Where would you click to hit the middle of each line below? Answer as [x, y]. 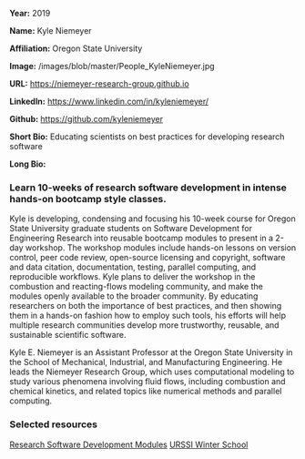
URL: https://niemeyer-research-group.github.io [99, 84]
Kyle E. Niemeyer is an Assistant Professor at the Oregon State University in [151, 352]
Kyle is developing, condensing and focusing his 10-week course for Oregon [152, 219]
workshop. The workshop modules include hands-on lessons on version [161, 248]
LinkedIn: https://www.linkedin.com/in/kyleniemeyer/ [109, 101]
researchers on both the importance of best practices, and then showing [146, 306]
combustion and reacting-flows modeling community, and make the [137, 287]
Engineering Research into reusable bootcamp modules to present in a [142, 238]
